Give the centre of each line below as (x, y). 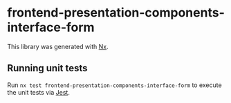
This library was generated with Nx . (58, 46)
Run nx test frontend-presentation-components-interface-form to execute (115, 85)
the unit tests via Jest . (39, 92)
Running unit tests (47, 68)
